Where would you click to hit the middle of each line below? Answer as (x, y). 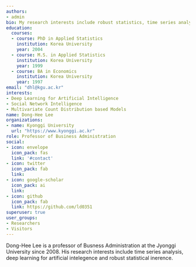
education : (19, 28)
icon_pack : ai (28, 185)
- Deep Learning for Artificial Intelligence (62, 98)
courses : (22, 33)
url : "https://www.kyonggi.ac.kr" (53, 131)
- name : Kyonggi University (40, 126)
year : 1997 (30, 82)
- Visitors (19, 228)
